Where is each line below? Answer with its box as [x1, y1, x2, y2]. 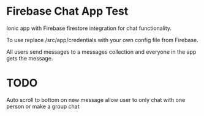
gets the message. [6, 54, 53, 62]
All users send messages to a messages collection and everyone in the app [6, 48, 197, 56]
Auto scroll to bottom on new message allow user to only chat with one [6, 96, 186, 103]
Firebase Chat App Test [6, 4, 129, 18]
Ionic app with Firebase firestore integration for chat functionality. [6, 24, 172, 32]
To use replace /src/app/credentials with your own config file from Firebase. [6, 36, 199, 43]
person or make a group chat [6, 103, 80, 110]
